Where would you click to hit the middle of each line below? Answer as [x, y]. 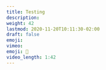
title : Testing [26, 12]
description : [23, 18]
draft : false [23, 35]
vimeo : [15, 46]
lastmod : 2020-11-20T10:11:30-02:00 [53, 29]
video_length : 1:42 [31, 57]
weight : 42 [20, 23]
